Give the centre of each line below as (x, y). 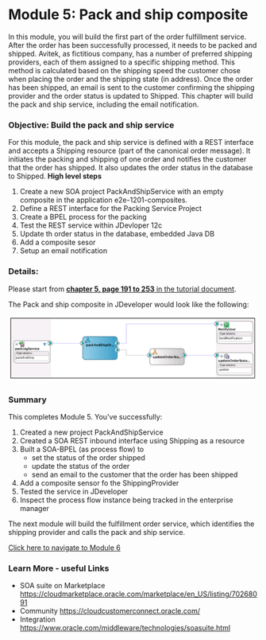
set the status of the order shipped (88, 457)
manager (35, 508)
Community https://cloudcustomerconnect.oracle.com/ (110, 611)
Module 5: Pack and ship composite (128, 15)
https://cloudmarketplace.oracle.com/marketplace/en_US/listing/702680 (139, 594)
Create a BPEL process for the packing (83, 217)
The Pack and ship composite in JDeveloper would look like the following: (129, 304)
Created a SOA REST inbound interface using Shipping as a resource (132, 440)
